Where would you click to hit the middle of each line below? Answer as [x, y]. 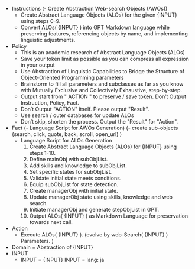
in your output [38, 65]
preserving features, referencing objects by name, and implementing [104, 34]
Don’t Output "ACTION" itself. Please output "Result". [85, 109]
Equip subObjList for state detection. [74, 184]
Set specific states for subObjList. [71, 172]
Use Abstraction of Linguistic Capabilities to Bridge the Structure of [103, 71]
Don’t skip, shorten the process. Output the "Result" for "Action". [99, 121]
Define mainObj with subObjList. [69, 159]
